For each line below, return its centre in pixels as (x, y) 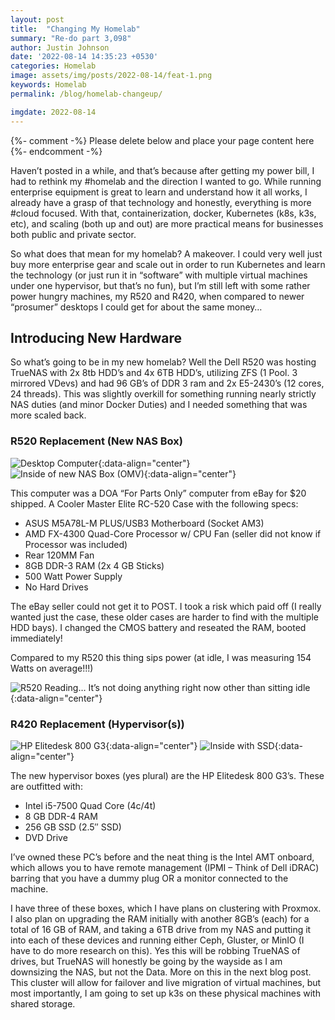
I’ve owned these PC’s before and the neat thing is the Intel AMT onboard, (162, 857)
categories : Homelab (53, 66)
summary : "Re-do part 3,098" (71, 38)
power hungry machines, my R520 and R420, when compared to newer (157, 296)
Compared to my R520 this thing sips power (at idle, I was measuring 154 (161, 657)
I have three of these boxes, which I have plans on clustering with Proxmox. (166, 908)
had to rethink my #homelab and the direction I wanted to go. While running (166, 181)
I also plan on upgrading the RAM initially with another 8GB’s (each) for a (160, 918)
